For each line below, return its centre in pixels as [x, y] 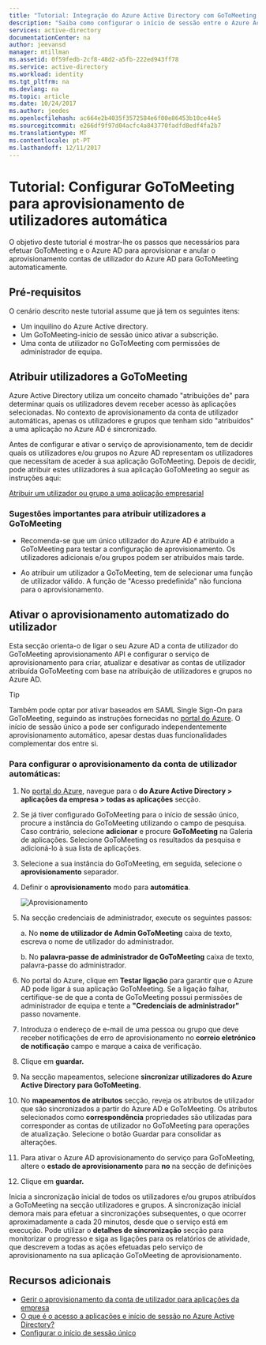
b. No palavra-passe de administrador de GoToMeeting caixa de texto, [137, 957]
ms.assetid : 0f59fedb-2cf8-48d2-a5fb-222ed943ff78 [94, 60]
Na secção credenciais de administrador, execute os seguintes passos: [136, 918]
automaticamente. [38, 267]
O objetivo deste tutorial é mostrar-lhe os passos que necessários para [124, 242]
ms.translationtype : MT [48, 133]
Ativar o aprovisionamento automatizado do [119, 614]
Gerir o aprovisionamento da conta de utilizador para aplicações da [130, 1299]
